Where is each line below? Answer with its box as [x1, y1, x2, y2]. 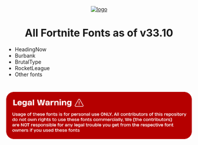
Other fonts [14, 71, 43, 78]
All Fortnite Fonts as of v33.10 [24, 27, 174, 40]
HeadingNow [14, 45, 47, 52]
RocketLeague [14, 64, 50, 71]
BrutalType [14, 58, 42, 65]
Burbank [14, 52, 36, 59]
